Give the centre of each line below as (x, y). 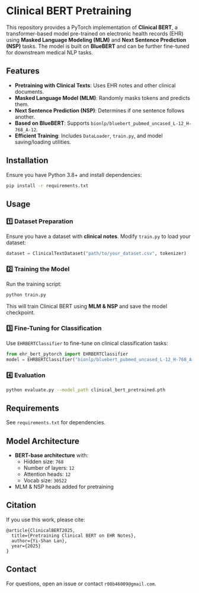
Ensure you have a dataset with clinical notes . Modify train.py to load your (98, 236)
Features (23, 71)
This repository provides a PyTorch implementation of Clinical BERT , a (92, 27)
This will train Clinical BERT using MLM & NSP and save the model (87, 307)
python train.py (26, 295)
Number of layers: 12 (49, 468)
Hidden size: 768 (44, 462)
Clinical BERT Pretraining (69, 11)
